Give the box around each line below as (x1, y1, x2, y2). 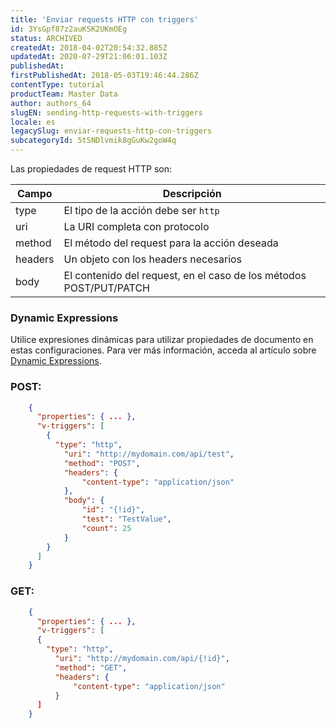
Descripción (162, 187, 222, 200)
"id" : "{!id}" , (81, 505, 145, 515)
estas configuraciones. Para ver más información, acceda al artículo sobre (10, 344, 317, 356)
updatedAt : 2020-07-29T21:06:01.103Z (10, 52, 168, 62)
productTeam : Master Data (10, 89, 118, 99)
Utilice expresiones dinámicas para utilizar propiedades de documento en (10, 334, 314, 346)
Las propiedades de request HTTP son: (10, 163, 172, 175)
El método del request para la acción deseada (63, 236, 279, 250)
